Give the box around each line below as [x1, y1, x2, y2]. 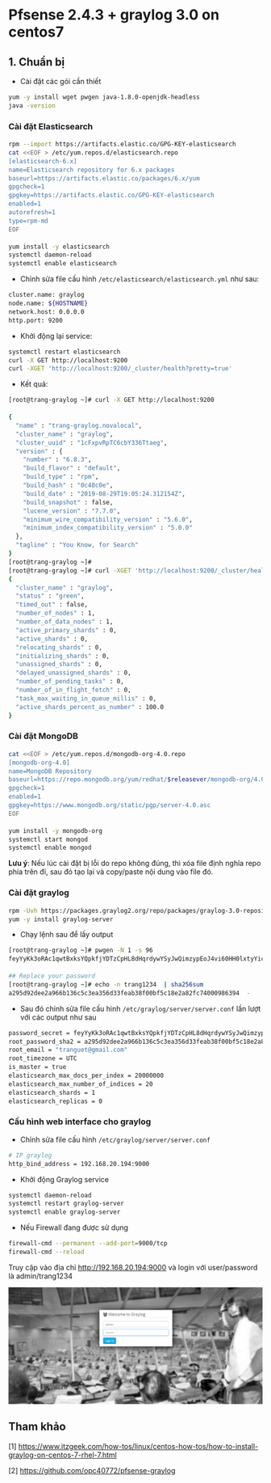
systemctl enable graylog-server [8, 1208, 121, 1216]
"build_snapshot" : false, [23, 498, 114, 506]
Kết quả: [19, 379, 48, 389]
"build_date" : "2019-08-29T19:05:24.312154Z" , [23, 489, 186, 498]
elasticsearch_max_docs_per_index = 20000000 [8, 1071, 164, 1080]
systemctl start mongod [8, 835, 89, 843]
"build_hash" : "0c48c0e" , [23, 481, 114, 490]
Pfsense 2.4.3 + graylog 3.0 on [8, 6, 220, 24]
